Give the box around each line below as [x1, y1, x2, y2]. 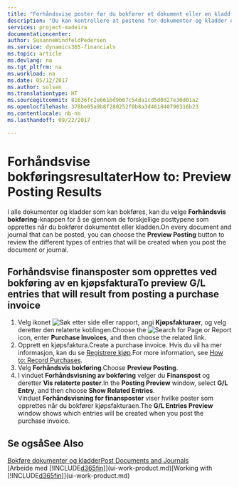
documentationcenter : [7, 30, 72, 38]
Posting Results [7, 183, 102, 200]
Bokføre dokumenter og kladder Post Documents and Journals [7, 456, 189, 465]
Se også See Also [7, 437, 84, 449]
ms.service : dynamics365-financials [7, 43, 116, 51]
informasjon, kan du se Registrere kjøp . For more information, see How [17, 349, 223, 357]
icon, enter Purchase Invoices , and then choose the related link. [17, 333, 206, 342]
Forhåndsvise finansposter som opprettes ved [7, 265, 217, 278]
